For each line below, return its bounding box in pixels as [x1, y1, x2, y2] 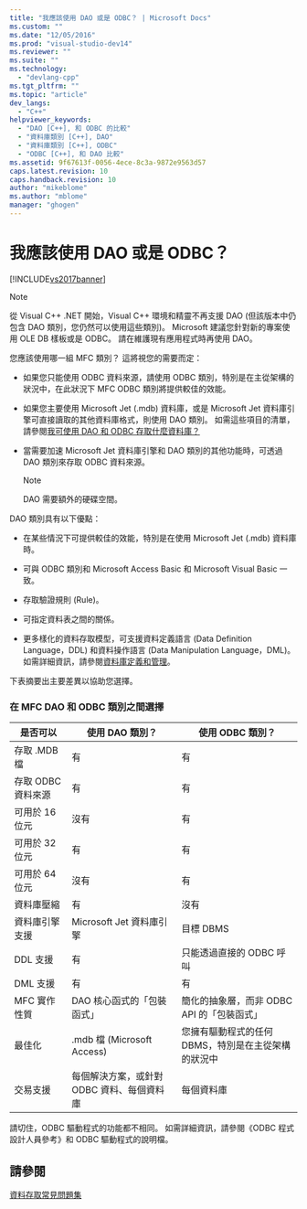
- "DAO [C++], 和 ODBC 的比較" [17, 124, 132, 134]
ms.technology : [9, 65, 68, 74]
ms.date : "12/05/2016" [9, 30, 96, 39]
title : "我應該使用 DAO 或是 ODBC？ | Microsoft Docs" [9, 13, 212, 23]
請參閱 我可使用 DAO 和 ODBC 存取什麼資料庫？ [22, 425, 201, 436]
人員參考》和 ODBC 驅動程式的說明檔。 [25, 1134, 174, 1145]
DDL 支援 [14, 953, 54, 966]
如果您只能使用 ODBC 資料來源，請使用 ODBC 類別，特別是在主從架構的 [22, 371, 294, 382]
